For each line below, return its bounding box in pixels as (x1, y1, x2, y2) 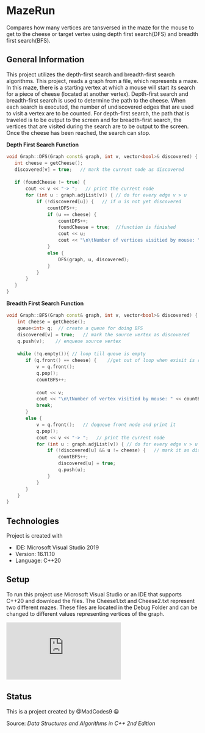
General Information (6, 54, 85, 65)
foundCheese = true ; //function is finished (58, 224, 176, 231)
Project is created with (6, 532, 63, 540)
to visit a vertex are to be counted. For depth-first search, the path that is (6, 109, 190, 117)
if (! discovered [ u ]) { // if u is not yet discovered (36, 198, 182, 204)
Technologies (6, 516, 60, 526)
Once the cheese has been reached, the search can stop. (6, 129, 151, 136)
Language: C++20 (15, 557, 61, 565)
